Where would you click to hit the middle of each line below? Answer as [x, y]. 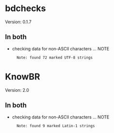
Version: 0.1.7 [18, 22]
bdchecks [25, 8]
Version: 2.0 [17, 90]
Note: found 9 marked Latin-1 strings [56, 126]
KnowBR [23, 77]
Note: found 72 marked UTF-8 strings [55, 58]
